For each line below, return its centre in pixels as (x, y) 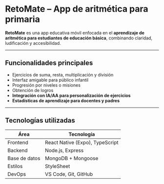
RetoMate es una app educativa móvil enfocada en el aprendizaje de (75, 33)
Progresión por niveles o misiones (46, 85)
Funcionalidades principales (49, 63)
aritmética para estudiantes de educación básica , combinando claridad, (79, 38)
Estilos (15, 166)
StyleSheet (57, 166)
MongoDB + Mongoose (72, 158)
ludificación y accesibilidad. (33, 43)
